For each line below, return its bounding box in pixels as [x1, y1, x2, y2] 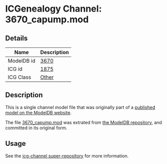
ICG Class [8, 74, 31, 81]
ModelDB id [8, 58, 36, 64]
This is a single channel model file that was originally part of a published [5, 104, 155, 110]
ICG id [8, 66, 23, 72]
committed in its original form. [5, 125, 68, 131]
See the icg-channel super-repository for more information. [5, 152, 129, 159]
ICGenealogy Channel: [5, 3, 102, 15]
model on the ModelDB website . [5, 110, 72, 116]
